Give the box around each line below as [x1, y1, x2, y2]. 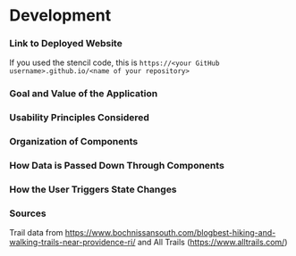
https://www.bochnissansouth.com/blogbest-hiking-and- [64, 227, 276, 238]
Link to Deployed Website [9, 37, 123, 50]
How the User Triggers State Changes [9, 184, 177, 196]
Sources [9, 207, 47, 219]
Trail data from [9, 227, 63, 238]
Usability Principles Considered [9, 111, 150, 124]
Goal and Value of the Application [9, 87, 158, 100]
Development [9, 5, 112, 26]
